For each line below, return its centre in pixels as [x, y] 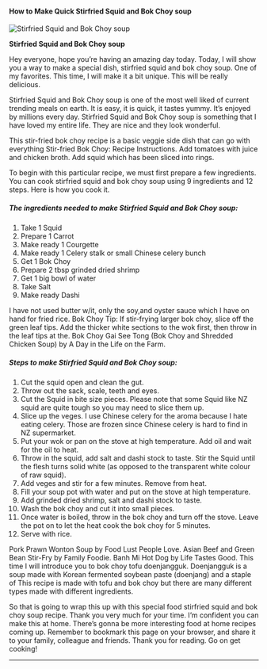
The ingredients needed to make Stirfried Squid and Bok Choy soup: [124, 208]
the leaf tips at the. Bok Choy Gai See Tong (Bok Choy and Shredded [121, 336]
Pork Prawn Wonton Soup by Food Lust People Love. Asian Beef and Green [132, 549]
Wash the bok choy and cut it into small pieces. [97, 509]
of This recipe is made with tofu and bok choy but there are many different [130, 583]
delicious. [25, 85]
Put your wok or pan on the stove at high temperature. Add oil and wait [136, 442]
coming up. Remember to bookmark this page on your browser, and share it [132, 632]
